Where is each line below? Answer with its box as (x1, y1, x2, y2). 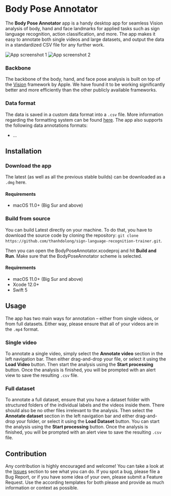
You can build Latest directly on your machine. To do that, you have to (5, 227, 153, 233)
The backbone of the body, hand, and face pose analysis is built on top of (5, 76, 161, 82)
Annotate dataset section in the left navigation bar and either (5, 413, 134, 419)
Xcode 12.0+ (12, 281, 40, 287)
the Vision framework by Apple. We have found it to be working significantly (5, 81, 165, 87)
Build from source (5, 215, 51, 222)
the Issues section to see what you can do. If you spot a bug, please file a (5, 468, 160, 475)
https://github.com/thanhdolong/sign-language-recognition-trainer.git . (5, 237, 162, 243)
